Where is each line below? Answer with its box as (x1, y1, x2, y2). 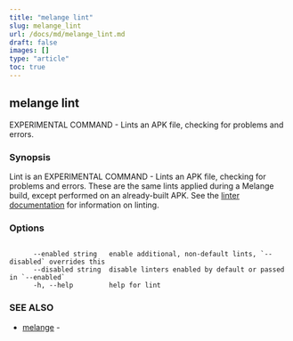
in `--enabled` (9, 273, 66, 282)
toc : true (9, 63, 46, 72)
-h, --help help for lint (32, 281, 162, 290)
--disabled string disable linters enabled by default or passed (32, 265, 285, 274)
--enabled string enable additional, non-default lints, (32, 250, 256, 259)
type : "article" (9, 54, 69, 63)
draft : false (9, 37, 58, 47)
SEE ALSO (9, 302, 54, 314)
